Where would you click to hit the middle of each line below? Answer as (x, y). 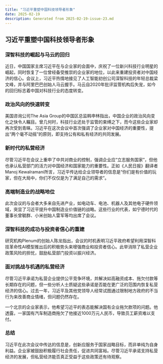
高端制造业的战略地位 (30, 192)
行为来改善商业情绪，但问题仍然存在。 (43, 297)
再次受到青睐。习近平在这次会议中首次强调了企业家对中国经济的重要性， (77, 128)
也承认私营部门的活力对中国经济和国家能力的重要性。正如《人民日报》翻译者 (81, 166)
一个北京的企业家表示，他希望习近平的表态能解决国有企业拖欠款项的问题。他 (81, 307)
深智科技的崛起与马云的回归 (37, 55)
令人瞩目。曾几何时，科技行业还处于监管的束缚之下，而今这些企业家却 (88, 122)
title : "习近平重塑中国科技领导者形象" (40, 10)
